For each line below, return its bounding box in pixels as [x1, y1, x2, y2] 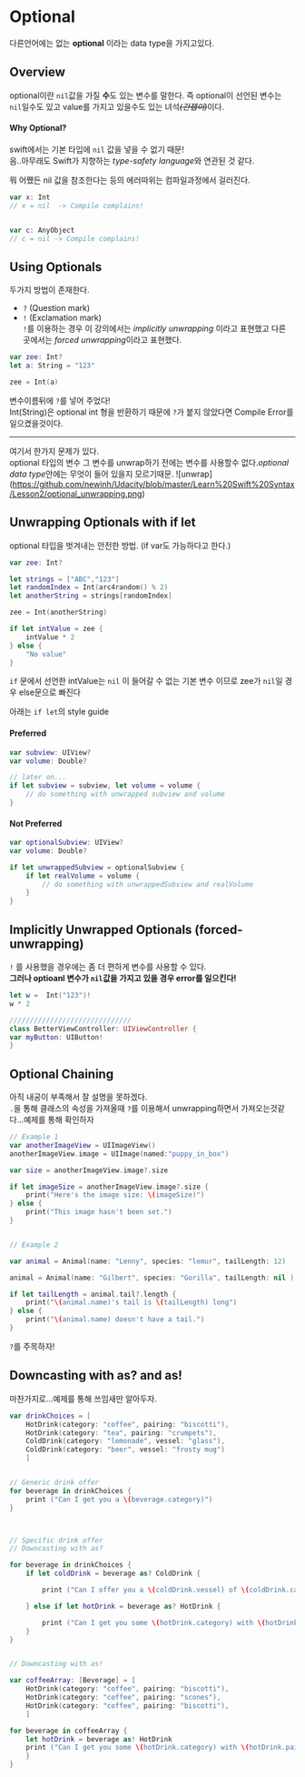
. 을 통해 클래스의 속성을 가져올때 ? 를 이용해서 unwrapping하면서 [9, 1103, 239, 1114]
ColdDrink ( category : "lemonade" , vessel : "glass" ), [25, 1437, 225, 1446]
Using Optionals [9, 259, 103, 275]
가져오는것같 [240, 1103, 286, 1114]
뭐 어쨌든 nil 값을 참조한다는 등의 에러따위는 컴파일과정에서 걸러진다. [9, 175, 251, 186]
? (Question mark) [22, 303, 91, 314]
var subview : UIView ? [9, 748, 92, 757]
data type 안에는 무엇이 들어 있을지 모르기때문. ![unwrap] [9, 468, 213, 479]
